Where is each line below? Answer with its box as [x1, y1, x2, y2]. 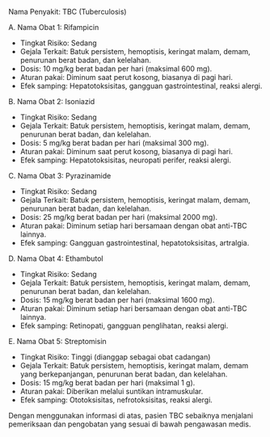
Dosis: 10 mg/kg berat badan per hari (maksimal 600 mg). [19, 64, 213, 74]
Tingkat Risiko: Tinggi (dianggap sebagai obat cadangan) [19, 352, 211, 362]
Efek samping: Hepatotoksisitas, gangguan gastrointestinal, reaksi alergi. [19, 81, 263, 90]
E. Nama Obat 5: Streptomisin [8, 337, 107, 346]
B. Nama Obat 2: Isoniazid [8, 97, 95, 106]
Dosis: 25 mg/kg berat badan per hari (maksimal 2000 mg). [19, 212, 218, 221]
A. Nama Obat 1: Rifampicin [8, 23, 99, 32]
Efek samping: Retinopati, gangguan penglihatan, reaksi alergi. [19, 321, 229, 330]
